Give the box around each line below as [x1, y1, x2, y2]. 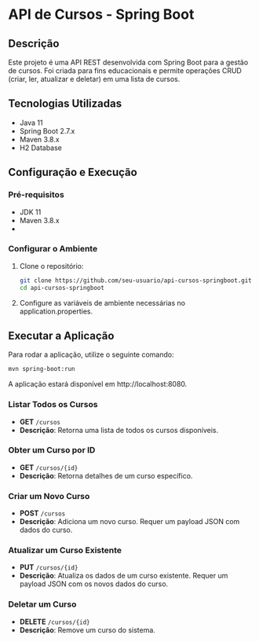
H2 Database [19, 143, 63, 152]
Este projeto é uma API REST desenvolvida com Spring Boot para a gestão [8, 57, 249, 67]
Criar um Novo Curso [8, 490, 90, 501]
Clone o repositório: [19, 261, 84, 270]
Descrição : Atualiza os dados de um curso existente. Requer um [19, 571, 228, 581]
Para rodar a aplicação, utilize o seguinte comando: [8, 350, 174, 359]
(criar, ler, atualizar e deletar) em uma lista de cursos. [8, 75, 181, 83]
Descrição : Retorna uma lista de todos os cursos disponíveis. [19, 425, 219, 435]
